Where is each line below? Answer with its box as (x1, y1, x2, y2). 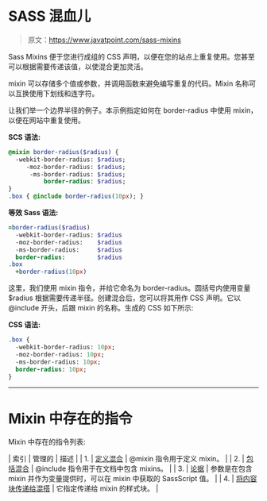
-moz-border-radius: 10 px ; (15, 350, 105, 358)
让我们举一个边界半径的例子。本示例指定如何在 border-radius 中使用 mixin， (8, 105, 258, 115)
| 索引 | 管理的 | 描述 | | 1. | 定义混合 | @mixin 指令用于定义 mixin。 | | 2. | (8, 454, 245, 464)
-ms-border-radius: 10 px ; (15, 358, 102, 366)
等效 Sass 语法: (8, 208, 59, 218)
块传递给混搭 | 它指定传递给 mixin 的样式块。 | (8, 484, 159, 493)
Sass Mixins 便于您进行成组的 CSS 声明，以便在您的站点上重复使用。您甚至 (8, 52, 256, 61)
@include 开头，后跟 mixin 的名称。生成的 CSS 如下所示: (8, 303, 194, 313)
